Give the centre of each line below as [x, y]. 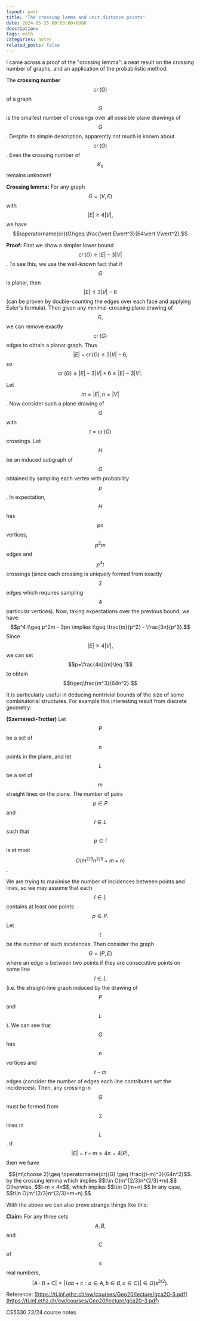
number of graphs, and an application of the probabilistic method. [87, 68]
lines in [15, 1125]
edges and [19, 554]
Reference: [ [21, 1295]
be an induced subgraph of [40, 459]
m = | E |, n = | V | [100, 394]
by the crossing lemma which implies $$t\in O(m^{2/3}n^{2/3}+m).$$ [92, 1180]
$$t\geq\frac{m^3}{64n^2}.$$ [100, 683]
